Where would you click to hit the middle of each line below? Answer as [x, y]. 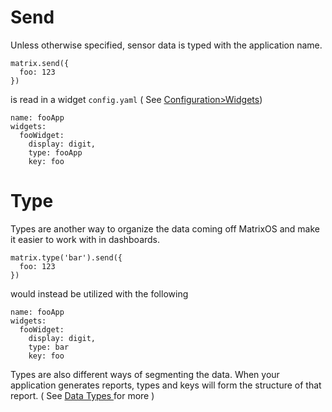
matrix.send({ [40, 63]
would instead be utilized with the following [99, 293]
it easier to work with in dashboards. [85, 239]
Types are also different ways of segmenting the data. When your [145, 374]
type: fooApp [55, 152]
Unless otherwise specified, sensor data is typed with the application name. [166, 45]
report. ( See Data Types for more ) [82, 395]
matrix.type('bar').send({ [66, 257]
